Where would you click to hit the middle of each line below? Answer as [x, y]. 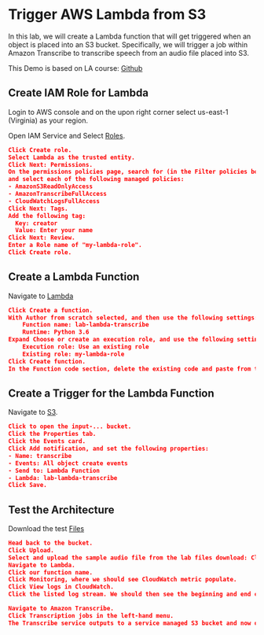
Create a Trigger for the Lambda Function [111, 393]
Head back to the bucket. [50, 543]
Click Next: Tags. [38, 209]
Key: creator [37, 223]
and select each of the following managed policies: [96, 179]
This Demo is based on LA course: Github [75, 68]
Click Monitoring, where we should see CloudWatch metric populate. [123, 580]
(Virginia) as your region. [48, 120]
